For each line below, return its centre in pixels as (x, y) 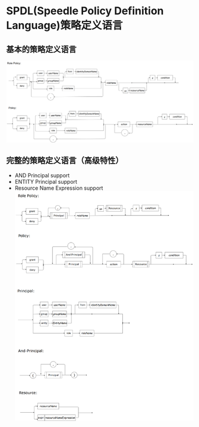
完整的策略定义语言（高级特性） (65, 161)
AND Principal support (42, 175)
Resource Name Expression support (59, 188)
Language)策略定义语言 (64, 26)
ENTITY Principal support (46, 181)
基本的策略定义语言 (41, 49)
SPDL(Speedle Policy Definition (85, 11)
